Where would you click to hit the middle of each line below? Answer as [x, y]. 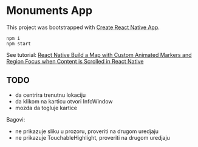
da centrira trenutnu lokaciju [50, 95]
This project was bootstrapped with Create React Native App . [83, 27]
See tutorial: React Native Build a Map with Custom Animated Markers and [99, 54]
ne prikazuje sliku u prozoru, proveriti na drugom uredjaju [87, 131]
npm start [19, 44]
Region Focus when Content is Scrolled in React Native [75, 61]
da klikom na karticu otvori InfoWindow [64, 101]
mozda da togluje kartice [46, 108]
